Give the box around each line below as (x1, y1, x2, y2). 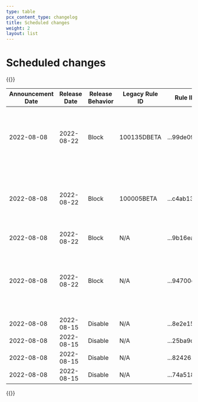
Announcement (9, 90, 54, 98)
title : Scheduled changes (6, 20, 70, 25)
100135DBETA (119, 133, 162, 141)
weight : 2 (6, 25, 31, 31)
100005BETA (119, 195, 157, 203)
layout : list (6, 31, 38, 37)
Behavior (88, 97, 114, 105)
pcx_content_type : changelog (6, 14, 78, 20)
